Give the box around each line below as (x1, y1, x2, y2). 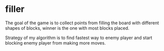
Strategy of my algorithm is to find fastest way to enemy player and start (5, 35, 153, 41)
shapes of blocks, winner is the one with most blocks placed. (5, 25, 129, 31)
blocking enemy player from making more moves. (5, 40, 106, 46)
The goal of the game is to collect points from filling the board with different (5, 20, 159, 26)
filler (5, 3, 25, 15)
